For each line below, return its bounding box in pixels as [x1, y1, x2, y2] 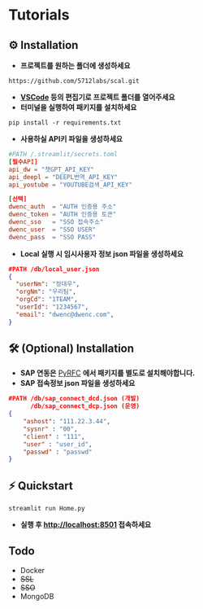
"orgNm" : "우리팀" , [15, 287, 77, 296]
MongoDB [19, 591, 54, 601]
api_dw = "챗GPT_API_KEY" [8, 165, 95, 173]
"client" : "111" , [23, 432, 85, 440]
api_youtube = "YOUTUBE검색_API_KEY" [8, 181, 132, 189]
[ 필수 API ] [8, 157, 38, 166]
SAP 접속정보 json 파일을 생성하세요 [19, 379, 136, 388]
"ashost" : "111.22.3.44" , [23, 418, 111, 426]
